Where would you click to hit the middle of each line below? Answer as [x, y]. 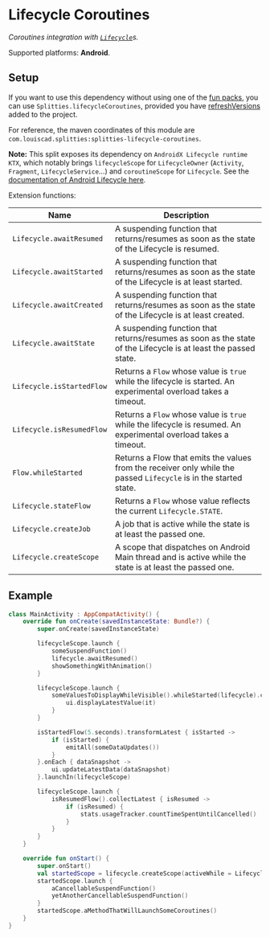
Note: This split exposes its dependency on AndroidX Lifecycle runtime [128, 153]
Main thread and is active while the [181, 557]
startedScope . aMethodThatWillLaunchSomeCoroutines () [127, 911]
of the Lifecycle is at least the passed [185, 348]
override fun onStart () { [66, 859]
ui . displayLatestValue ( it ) [111, 703]
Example [31, 596]
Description [186, 215]
